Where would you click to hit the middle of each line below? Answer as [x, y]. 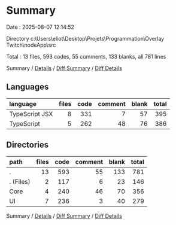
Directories [28, 145]
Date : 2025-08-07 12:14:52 [40, 27]
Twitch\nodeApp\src [31, 45]
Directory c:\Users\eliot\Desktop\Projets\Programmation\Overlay [85, 38]
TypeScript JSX [31, 114]
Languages [28, 87]
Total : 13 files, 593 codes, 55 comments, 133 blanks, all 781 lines [86, 56]
